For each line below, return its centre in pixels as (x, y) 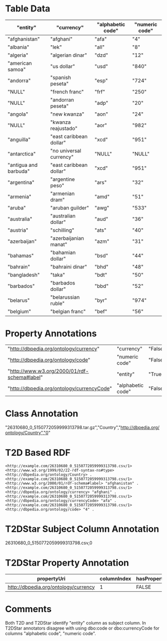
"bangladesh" (24, 275)
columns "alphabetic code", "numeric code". (50, 633)
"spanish (61, 77)
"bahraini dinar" (69, 267)
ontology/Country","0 (27, 432)
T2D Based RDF (38, 453)
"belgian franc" (68, 311)
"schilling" (62, 230)
